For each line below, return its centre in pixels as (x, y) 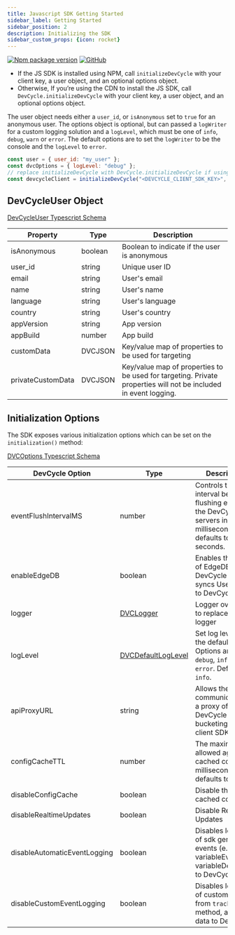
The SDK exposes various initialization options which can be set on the (109, 435)
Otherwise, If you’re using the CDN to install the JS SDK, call (104, 88)
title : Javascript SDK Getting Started (65, 14)
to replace (212, 613)
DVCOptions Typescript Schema (54, 456)
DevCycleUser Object (55, 201)
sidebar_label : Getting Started (54, 20)
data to (206, 921)
